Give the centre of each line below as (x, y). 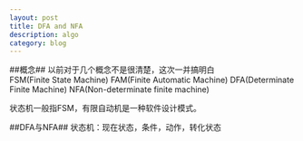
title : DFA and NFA (46, 26)
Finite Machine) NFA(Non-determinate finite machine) (110, 89)
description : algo (44, 34)
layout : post (34, 18)
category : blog (38, 43)
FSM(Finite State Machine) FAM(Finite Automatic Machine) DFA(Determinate (152, 80)
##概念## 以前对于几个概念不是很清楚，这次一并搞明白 (112, 70)
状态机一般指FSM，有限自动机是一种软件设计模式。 (105, 108)
